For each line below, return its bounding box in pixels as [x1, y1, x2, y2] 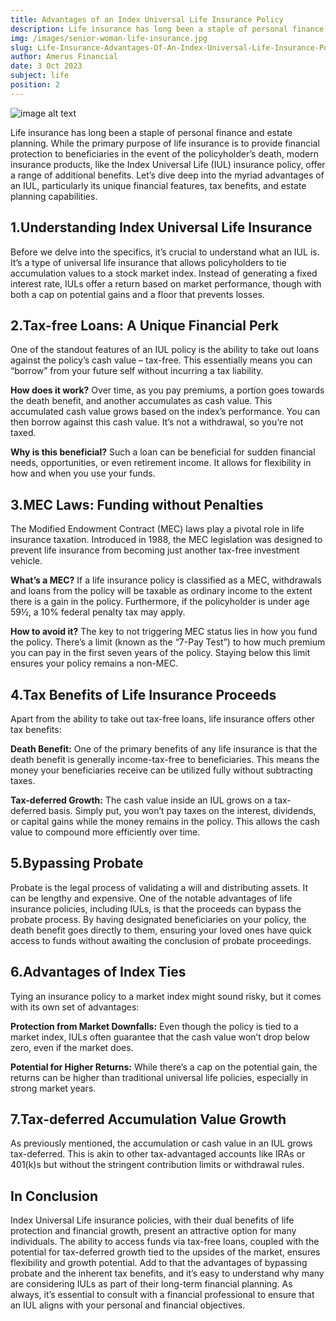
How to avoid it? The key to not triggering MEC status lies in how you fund [10, 626, 318, 638]
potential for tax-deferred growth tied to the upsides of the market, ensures [10, 1246, 321, 1258]
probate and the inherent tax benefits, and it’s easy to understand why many [10, 1267, 325, 1280]
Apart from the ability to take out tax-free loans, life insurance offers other [10, 713, 316, 725]
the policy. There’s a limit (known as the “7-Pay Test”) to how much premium [10, 636, 326, 648]
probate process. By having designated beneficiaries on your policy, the [10, 913, 307, 925]
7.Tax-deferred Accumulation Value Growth [10, 1111, 287, 1128]
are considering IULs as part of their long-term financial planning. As [10, 1278, 293, 1290]
